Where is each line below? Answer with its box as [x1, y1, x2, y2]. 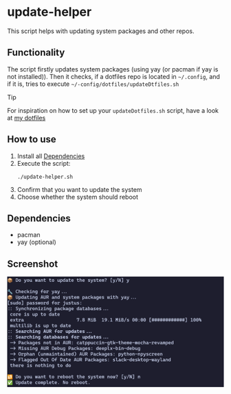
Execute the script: [16, 159, 71, 167]
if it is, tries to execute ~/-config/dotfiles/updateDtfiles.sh [7, 80, 179, 88]
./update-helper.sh [16, 173, 74, 180]
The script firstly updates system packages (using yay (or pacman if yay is [7, 65, 219, 73]
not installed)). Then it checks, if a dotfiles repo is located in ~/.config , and [7, 72, 220, 80]
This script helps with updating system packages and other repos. [7, 27, 195, 35]
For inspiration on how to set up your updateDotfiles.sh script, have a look [7, 106, 219, 114]
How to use [7, 133, 56, 145]
